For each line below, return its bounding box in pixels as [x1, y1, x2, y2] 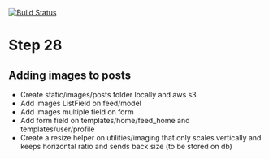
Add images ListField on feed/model [20, 98, 142, 108]
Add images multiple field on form [20, 107, 134, 117]
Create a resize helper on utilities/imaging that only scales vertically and [20, 133, 262, 142]
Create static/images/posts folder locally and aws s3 [20, 90, 197, 99]
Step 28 [8, 37, 63, 54]
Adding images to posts [8, 68, 132, 82]
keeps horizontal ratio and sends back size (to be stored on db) [20, 142, 233, 151]
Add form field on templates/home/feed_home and [20, 116, 190, 125]
